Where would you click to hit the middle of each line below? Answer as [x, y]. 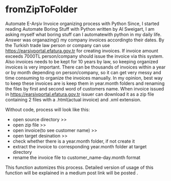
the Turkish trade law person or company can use [58, 45]
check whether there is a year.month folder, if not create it [74, 141]
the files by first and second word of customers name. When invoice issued [85, 88]
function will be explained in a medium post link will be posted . [72, 173]
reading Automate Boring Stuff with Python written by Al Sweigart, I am [80, 29]
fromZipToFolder [42, 9]
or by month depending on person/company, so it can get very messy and [83, 72]
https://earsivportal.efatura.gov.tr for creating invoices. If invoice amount [82, 51]
